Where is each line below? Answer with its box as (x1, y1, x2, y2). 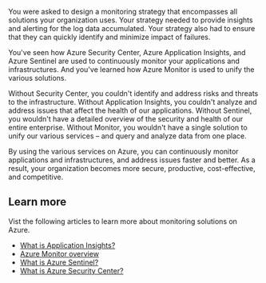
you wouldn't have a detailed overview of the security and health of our (8, 114, 244, 123)
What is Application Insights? (19, 240, 116, 250)
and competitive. (8, 172, 64, 181)
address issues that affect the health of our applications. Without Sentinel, (8, 106, 252, 115)
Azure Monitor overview (19, 249, 100, 258)
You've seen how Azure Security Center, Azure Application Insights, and (8, 48, 246, 57)
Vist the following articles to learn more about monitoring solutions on (8, 216, 238, 226)
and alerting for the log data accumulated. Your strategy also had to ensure (8, 24, 256, 33)
